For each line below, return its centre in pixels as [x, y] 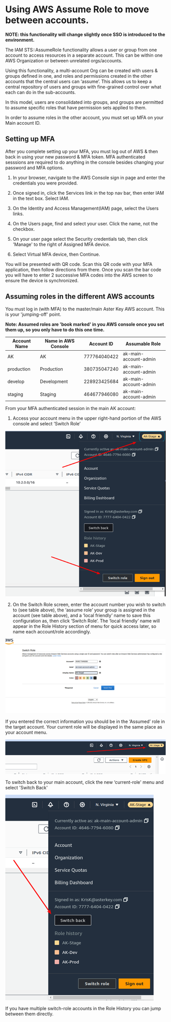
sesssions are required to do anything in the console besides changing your [85, 162]
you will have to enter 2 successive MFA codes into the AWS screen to [79, 275]
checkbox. [24, 229]
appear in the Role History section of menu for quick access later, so [84, 626]
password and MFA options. [35, 168]
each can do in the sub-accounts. [41, 92]
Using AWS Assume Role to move [77, 9]
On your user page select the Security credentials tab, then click [80, 239]
